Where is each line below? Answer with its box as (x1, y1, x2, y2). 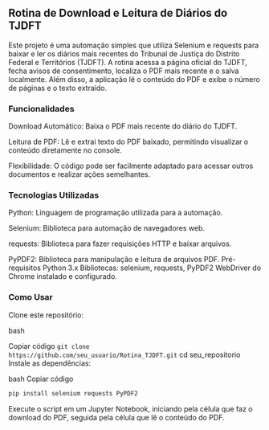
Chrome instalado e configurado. (8, 272, 118, 281)
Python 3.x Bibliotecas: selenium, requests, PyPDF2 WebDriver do (43, 263, 262, 272)
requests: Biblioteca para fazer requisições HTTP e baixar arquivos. (8, 239, 232, 248)
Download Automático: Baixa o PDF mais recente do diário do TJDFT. (8, 121, 238, 131)
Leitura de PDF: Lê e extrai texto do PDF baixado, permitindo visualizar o (8, 137, 249, 147)
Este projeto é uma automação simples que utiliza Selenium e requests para (8, 40, 259, 50)
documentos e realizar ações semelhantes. (8, 170, 151, 179)
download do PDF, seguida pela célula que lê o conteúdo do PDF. (8, 412, 225, 422)
